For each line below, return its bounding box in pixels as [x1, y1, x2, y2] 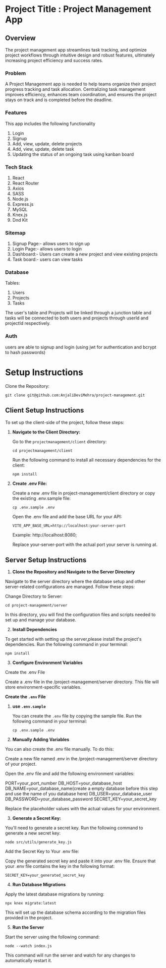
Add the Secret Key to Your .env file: [5, 848, 79, 854]
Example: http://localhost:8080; [12, 532, 77, 538]
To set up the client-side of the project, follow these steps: [5, 419, 125, 425]
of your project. [5, 761, 37, 767]
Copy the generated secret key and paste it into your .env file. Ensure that [5, 858, 156, 864]
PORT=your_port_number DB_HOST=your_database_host [5, 780, 122, 786]
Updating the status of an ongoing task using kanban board [12, 151, 134, 157]
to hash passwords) [5, 349, 46, 355]
